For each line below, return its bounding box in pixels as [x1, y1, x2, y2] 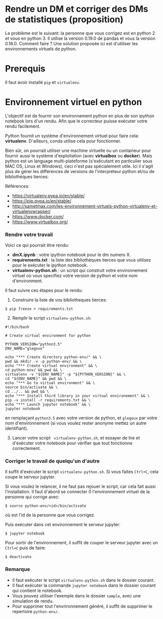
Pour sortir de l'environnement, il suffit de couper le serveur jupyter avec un [5, 540, 158, 546]
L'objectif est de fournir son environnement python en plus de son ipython [5, 113, 155, 118]
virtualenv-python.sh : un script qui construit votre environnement [12, 267, 148, 273]
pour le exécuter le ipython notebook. [12, 262, 88, 268]
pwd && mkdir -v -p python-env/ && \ [5, 359, 82, 364]
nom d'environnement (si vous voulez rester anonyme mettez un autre [5, 420, 147, 426]
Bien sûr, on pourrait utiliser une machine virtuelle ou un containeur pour [5, 147, 151, 153]
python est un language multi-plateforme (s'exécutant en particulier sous [5, 158, 153, 164]
